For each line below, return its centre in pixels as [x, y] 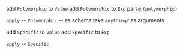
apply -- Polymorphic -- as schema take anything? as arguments [85, 20]
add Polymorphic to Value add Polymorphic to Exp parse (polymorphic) [92, 9]
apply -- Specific [28, 44]
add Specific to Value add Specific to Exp [58, 32]
